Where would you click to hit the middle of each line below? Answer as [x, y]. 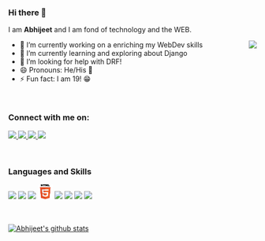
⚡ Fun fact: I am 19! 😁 [55, 79]
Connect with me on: [49, 117]
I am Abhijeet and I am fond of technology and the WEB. [100, 30]
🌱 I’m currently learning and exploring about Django [103, 54]
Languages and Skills [50, 171]
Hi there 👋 [28, 13]
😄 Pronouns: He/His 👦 [56, 70]
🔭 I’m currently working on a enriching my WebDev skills [111, 45]
